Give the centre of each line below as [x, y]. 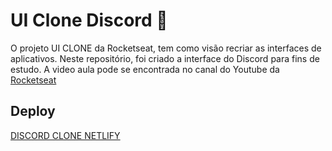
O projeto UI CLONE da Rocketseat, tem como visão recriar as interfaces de [166, 48]
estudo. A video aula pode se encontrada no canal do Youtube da [145, 69]
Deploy [33, 111]
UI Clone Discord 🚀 [89, 20]
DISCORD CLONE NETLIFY [65, 135]
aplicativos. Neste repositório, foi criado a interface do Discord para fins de [165, 58]
